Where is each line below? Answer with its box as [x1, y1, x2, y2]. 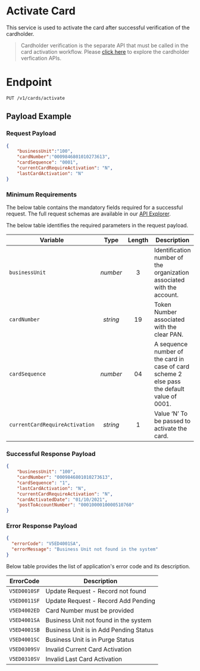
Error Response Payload [6, 522, 77, 530]
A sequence [154, 340, 188, 348]
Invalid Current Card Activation [45, 645, 132, 653]
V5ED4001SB [9, 626, 40, 633]
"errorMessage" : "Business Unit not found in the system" [11, 546, 159, 553]
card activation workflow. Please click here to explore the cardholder [20, 48, 189, 55]
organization [154, 268, 189, 276]
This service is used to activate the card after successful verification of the [6, 24, 190, 31]
